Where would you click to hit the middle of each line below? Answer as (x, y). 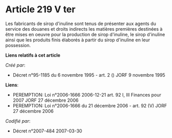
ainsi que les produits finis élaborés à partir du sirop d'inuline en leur (78, 40)
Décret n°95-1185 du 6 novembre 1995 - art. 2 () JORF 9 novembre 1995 (89, 75)
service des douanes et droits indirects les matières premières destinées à (84, 29)
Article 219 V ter (41, 9)
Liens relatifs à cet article (33, 55)
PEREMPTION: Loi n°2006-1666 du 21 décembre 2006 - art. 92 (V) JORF (90, 105)
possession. (18, 45)
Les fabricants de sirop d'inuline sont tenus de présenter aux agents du (81, 24)
